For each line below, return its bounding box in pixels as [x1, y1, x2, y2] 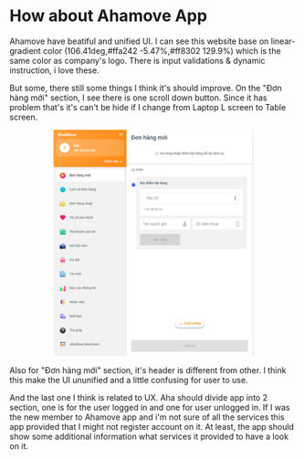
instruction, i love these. [9, 65, 100, 76]
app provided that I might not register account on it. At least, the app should [9, 421, 295, 432]
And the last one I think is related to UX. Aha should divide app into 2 [9, 391, 267, 402]
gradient [9, 45, 41, 56]
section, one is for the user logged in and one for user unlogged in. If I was [9, 402, 290, 412]
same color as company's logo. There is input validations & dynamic [9, 55, 267, 66]
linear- [270, 36, 296, 47]
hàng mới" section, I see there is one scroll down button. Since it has [9, 92, 267, 103]
